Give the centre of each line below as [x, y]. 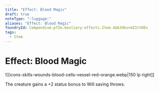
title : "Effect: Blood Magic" [36, 10]
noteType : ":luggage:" [28, 19]
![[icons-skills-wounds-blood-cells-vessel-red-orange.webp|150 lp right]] [80, 74]
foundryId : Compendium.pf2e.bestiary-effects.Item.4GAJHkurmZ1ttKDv [77, 28]
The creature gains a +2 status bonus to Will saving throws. [65, 84]
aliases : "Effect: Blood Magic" [38, 23]
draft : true [17, 14]
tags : [11, 32]
